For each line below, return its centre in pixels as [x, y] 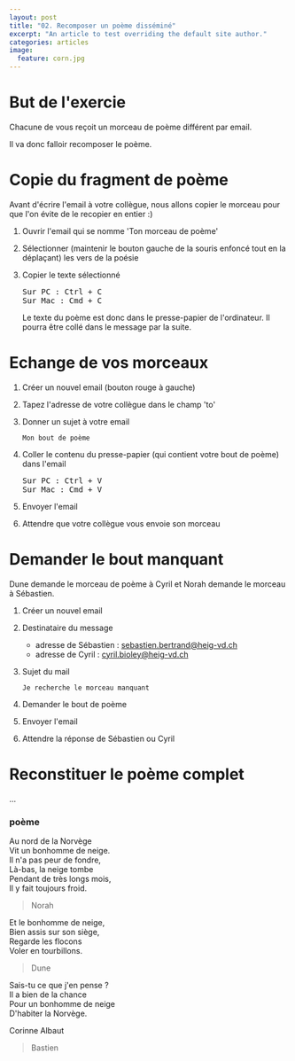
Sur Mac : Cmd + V [62, 489]
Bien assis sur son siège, [54, 932]
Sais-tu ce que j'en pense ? [59, 985]
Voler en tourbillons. [46, 950]
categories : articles [49, 42]
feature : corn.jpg [51, 59]
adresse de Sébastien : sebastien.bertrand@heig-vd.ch [136, 644]
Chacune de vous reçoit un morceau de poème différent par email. [131, 127]
